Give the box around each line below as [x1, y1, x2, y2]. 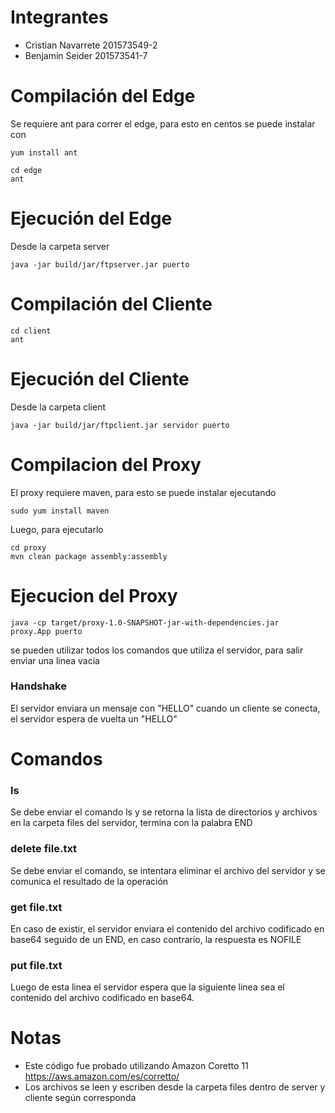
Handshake [10, 679, 67, 693]
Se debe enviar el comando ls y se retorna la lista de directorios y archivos [10, 806, 318, 818]
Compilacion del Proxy [10, 453, 202, 476]
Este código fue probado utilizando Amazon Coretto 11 [24, 1060, 249, 1072]
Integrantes [10, 6, 109, 29]
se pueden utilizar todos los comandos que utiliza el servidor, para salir [10, 644, 304, 656]
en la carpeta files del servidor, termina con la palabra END [10, 817, 253, 829]
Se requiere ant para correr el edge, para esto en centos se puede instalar [10, 117, 316, 130]
